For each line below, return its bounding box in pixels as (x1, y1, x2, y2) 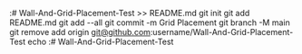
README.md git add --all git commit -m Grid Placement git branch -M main (9, 17, 290, 28)
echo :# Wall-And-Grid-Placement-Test (27, 36, 174, 47)
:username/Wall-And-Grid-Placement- (150, 27, 294, 37)
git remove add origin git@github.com (9, 27, 151, 37)
